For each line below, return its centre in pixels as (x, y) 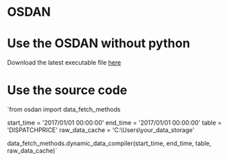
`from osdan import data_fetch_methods (64, 109)
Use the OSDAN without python (99, 44)
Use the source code (67, 90)
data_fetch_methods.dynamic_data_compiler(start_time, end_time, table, (109, 143)
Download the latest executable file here (64, 63)
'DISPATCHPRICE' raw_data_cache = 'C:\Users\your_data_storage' (101, 130)
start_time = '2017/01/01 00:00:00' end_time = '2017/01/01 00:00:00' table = (114, 123)
